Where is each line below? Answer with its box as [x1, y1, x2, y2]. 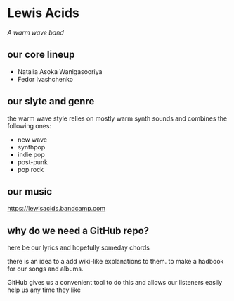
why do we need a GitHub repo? [7, 224, 150, 237]
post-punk [17, 157, 48, 166]
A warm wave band [7, 28, 65, 37]
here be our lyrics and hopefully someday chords [7, 243, 150, 252]
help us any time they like [7, 285, 81, 294]
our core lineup [7, 49, 75, 61]
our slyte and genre [7, 95, 95, 107]
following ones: [7, 121, 51, 130]
